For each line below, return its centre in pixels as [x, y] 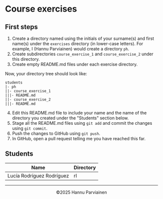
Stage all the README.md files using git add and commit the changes [82, 123]
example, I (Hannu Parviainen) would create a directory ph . [71, 49]
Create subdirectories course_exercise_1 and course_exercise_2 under [83, 54]
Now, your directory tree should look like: [46, 74]
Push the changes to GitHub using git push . [56, 133]
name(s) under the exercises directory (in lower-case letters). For [78, 44]
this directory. [26, 59]
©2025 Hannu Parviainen [81, 192]
